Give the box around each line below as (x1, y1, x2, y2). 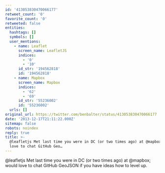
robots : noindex (5, 125, 38, 130)
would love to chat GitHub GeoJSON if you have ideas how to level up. (5, 162, 147, 168)
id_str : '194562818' (18, 67, 60, 72)
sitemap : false (5, 121, 36, 126)
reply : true (5, 130, 29, 135)
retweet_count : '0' (5, 12, 45, 17)
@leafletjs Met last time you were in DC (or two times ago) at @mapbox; (5, 157, 151, 163)
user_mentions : (9, 39, 41, 44)
